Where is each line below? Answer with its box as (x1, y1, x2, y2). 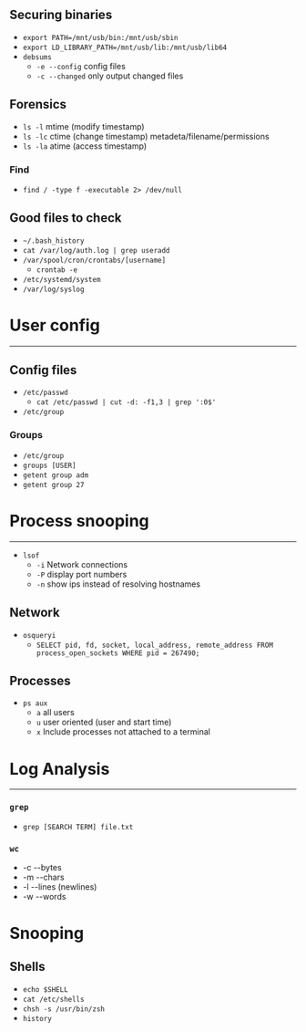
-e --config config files (36, 60, 126, 71)
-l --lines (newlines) (22, 881, 97, 892)
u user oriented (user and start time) (36, 716, 172, 728)
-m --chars (22, 871, 66, 882)
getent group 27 (22, 480, 85, 489)
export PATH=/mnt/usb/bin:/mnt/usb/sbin (22, 33, 178, 42)
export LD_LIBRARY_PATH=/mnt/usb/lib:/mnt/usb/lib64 (22, 43, 228, 52)
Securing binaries (9, 7, 113, 23)
